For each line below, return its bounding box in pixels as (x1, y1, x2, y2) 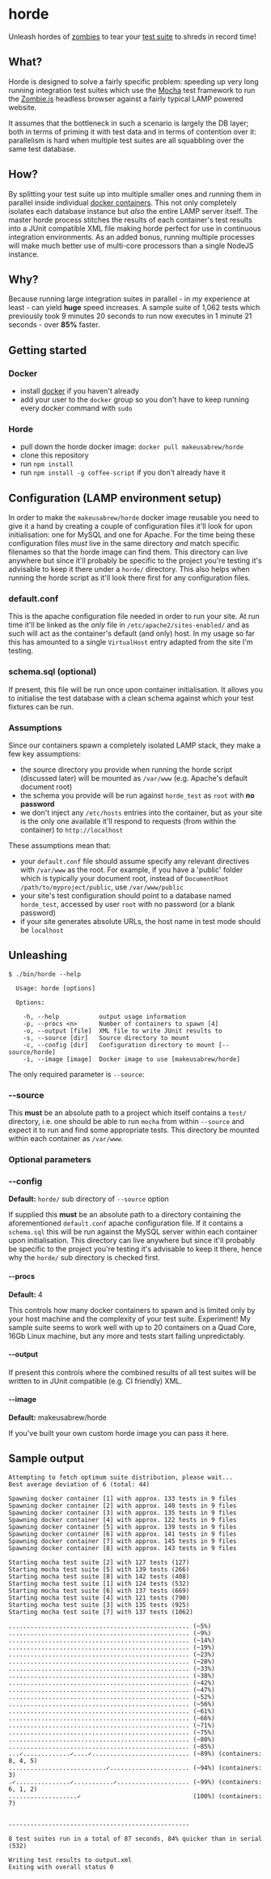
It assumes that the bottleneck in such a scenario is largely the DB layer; (8, 118, 249, 128)
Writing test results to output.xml (8, 1856, 132, 1864)
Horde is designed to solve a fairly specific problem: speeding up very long (8, 76, 259, 86)
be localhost (19, 925, 64, 935)
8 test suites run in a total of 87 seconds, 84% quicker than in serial (8, 1834, 263, 1843)
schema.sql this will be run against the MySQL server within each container (8, 1227, 258, 1237)
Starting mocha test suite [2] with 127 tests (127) (8, 1558, 190, 1566)
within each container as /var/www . (8, 1134, 124, 1144)
